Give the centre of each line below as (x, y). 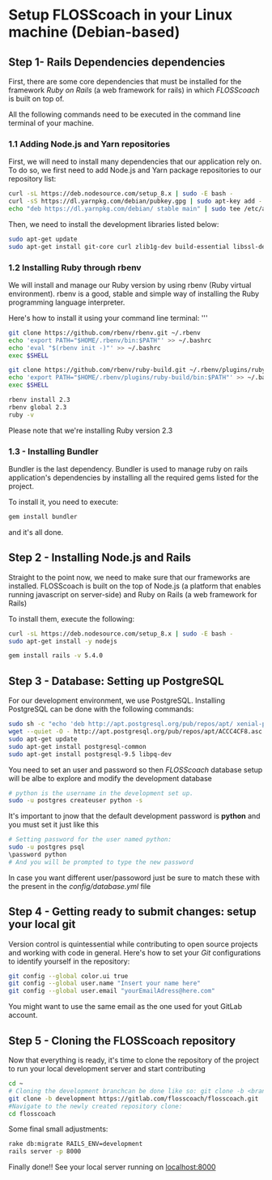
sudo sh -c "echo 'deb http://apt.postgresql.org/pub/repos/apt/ (121, 724)
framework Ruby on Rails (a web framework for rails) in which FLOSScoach (134, 90)
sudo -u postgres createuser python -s (76, 801)
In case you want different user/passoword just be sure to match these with (134, 878)
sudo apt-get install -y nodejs (63, 641)
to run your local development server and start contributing (107, 1069)
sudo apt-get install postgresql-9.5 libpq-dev (90, 754)
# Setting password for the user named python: (90, 840)
